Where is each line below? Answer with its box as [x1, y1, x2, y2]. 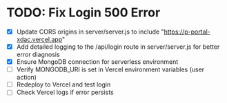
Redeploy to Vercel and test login [16, 80, 111, 89]
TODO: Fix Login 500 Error [6, 5, 161, 21]
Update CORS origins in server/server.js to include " [16, 27, 164, 36]
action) [16, 73, 37, 82]
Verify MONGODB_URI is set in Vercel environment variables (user [16, 65, 205, 73]
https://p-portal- [164, 27, 211, 36]
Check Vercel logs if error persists [16, 88, 115, 97]
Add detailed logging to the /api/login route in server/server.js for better [16, 43, 220, 51]
